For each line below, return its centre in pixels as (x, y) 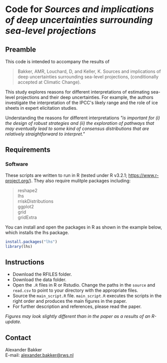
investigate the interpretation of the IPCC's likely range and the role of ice (81, 103)
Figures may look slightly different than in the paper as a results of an (78, 316)
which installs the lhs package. (37, 232)
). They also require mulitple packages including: (80, 180)
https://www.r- (144, 175)
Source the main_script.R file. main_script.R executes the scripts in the (87, 296)
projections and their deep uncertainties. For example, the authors (85, 97)
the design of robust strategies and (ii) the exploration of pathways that (80, 123)
